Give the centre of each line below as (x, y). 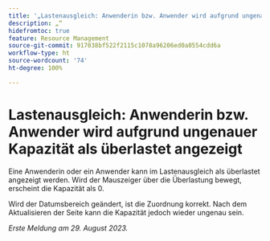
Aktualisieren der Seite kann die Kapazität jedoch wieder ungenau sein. (126, 212)
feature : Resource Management (59, 38)
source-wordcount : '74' (48, 61)
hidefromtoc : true (39, 31)
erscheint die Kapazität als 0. (56, 188)
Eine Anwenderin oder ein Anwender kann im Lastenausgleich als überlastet (134, 171)
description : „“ (35, 23)
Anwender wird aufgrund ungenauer (133, 131)
